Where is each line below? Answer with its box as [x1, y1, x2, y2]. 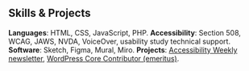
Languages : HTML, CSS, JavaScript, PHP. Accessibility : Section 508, [8, 27, 242, 37]
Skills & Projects [8, 6, 91, 20]
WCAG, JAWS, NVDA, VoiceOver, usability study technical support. [8, 36, 231, 46]
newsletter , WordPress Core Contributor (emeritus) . [8, 53, 180, 63]
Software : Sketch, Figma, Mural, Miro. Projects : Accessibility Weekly [8, 44, 238, 55]
